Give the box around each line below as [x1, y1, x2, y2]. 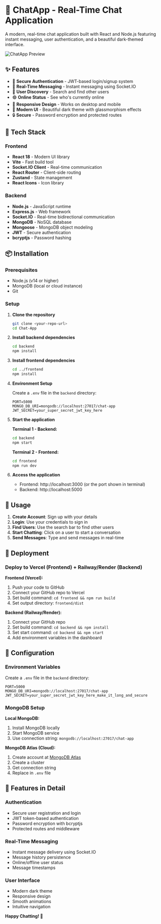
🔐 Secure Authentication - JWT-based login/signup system [12, 78, 134, 84]
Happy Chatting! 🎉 [5, 913, 43, 919]
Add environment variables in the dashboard [12, 634, 102, 640]
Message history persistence [12, 854, 71, 860]
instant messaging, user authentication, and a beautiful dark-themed [5, 36, 143, 42]
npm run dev [12, 463, 37, 468]
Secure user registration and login [12, 810, 81, 816]
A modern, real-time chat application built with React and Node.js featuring [5, 31, 157, 37]
